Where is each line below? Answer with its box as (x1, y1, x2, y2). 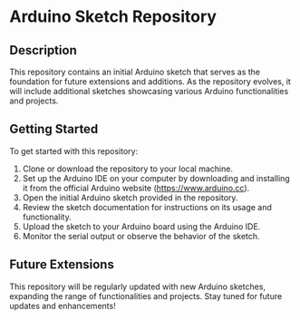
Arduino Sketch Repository (9, 6, 218, 27)
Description (9, 43, 77, 58)
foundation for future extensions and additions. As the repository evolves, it (9, 76, 292, 87)
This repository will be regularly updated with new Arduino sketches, (9, 281, 266, 292)
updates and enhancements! (9, 300, 116, 311)
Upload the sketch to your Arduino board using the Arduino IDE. (22, 220, 261, 232)
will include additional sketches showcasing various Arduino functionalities (9, 86, 289, 96)
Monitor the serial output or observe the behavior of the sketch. (22, 230, 260, 241)
